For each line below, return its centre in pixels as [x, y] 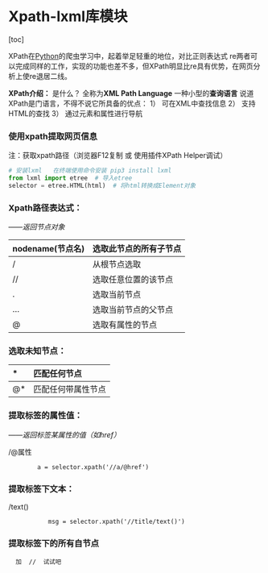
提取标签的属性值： [45, 416]
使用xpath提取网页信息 [53, 136]
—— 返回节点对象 [37, 227]
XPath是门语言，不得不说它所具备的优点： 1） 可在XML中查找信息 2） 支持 [132, 103]
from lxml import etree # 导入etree [70, 178]
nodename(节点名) [49, 249]
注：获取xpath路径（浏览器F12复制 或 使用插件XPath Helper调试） [118, 156]
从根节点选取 [117, 264]
